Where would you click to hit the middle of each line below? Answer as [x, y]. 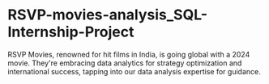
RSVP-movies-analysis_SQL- [108, 15]
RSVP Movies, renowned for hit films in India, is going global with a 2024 [129, 54]
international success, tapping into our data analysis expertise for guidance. [134, 71]
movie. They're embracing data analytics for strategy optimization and [125, 63]
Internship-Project [71, 32]
